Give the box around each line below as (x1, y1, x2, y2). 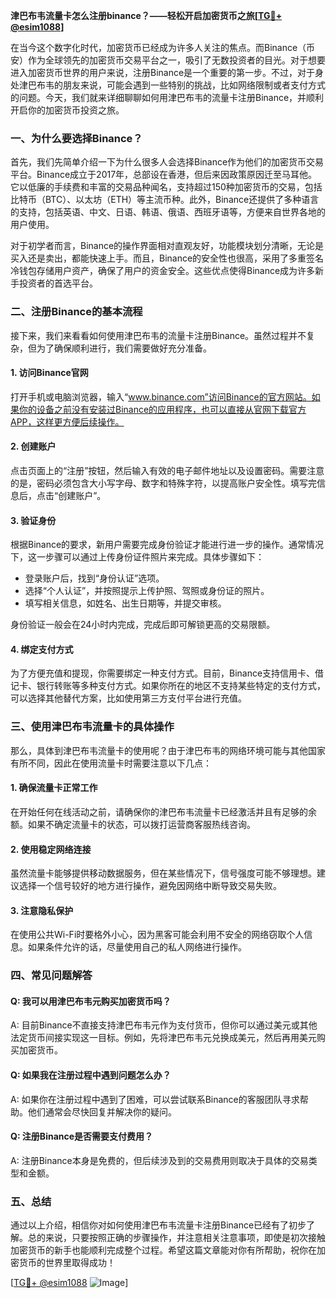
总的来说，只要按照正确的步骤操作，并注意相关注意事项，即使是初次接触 (27, 1232, 326, 1244)
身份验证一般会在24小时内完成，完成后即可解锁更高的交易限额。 (10, 619, 276, 631)
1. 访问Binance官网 (10, 367, 89, 379)
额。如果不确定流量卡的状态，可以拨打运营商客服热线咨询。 (10, 818, 256, 830)
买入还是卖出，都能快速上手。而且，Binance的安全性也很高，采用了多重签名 (10, 252, 325, 264)
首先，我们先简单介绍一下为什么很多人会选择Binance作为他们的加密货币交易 (10, 156, 325, 168)
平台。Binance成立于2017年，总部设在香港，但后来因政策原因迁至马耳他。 (10, 169, 318, 181)
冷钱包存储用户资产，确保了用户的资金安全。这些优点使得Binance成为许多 (10, 265, 316, 277)
